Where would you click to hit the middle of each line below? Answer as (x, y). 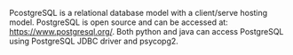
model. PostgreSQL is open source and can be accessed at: (119, 22)
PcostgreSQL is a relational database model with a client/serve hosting (139, 13)
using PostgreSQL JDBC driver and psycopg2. (94, 41)
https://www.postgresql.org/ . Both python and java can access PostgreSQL (146, 31)
